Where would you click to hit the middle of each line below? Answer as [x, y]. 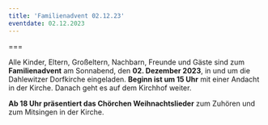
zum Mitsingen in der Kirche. [56, 112]
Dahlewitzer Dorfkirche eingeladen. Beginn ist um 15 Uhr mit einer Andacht [134, 79]
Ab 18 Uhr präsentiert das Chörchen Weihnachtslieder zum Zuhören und [132, 103]
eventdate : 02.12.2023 [47, 23]
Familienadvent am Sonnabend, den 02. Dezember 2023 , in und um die [130, 70]
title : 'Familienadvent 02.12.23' [67, 16]
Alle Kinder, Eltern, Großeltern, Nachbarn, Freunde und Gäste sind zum [127, 62]
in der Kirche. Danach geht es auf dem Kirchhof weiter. [100, 87]
